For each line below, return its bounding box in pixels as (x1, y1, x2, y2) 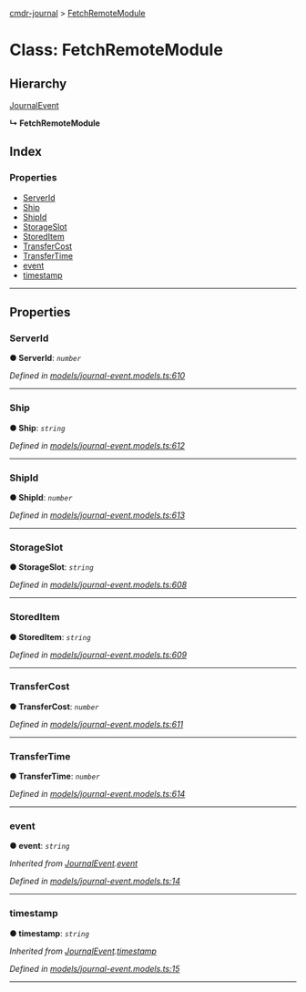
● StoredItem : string (9, 631, 91, 642)
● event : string (9, 841, 70, 852)
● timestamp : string (9, 927, 89, 938)
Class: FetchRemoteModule (9, 40, 223, 60)
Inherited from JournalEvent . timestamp (9, 945, 158, 956)
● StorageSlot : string (9, 562, 94, 573)
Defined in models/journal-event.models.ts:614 (9, 789, 186, 800)
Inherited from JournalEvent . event (9, 858, 138, 869)
